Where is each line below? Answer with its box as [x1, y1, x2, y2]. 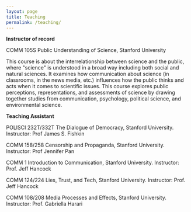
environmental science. [6, 102, 62, 109]
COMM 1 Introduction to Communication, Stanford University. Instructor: [6, 159, 179, 166]
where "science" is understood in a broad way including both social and [6, 64, 179, 71]
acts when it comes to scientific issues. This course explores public [6, 83, 169, 90]
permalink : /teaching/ [6, 19, 61, 25]
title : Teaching [6, 14, 46, 20]
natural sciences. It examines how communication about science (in [6, 71, 169, 78]
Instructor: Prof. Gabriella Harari [6, 200, 83, 207]
